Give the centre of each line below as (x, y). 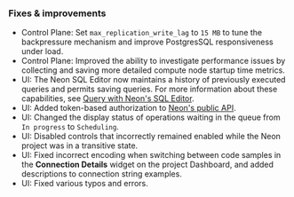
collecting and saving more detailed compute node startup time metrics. (153, 70)
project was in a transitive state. (79, 146)
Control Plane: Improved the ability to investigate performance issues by (153, 61)
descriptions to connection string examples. (102, 174)
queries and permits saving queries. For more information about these (149, 89)
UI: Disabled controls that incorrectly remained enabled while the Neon (151, 137)
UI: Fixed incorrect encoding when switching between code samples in (151, 155)
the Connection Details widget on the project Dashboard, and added (147, 165)
